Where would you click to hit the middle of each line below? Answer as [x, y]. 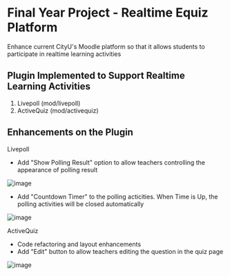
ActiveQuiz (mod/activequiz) [58, 110]
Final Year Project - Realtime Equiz [108, 13]
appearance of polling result [57, 169]
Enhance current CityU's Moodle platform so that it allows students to [106, 46]
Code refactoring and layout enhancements [79, 244]
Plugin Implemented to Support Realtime [96, 76]
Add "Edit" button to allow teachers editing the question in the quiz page [120, 251]
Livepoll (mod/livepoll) [49, 103]
